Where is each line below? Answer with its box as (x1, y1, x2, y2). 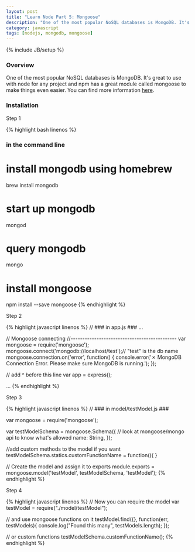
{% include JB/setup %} (6, 46, 64, 53)
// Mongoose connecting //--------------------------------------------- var (6, 335, 186, 342)
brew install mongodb (6, 181, 59, 188)
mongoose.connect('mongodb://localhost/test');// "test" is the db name (6, 348, 179, 355)
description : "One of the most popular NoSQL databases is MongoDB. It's (6, 19, 190, 25)
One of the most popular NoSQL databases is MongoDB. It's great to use (6, 74, 182, 81)
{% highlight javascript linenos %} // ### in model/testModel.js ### (6, 405, 169, 413)
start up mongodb (6, 202, 95, 215)
